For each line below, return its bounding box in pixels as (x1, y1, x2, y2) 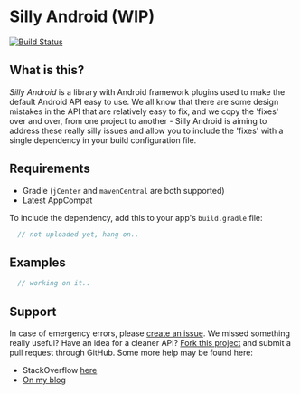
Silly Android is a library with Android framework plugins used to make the (9, 86, 286, 97)
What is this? (9, 62, 85, 78)
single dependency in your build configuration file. (9, 134, 197, 146)
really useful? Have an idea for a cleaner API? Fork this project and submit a (9, 337, 292, 348)
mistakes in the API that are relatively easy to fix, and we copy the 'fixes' (9, 106, 279, 117)
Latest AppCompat (22, 195, 93, 206)
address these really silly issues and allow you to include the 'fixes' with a (9, 125, 284, 136)
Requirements (9, 161, 90, 177)
